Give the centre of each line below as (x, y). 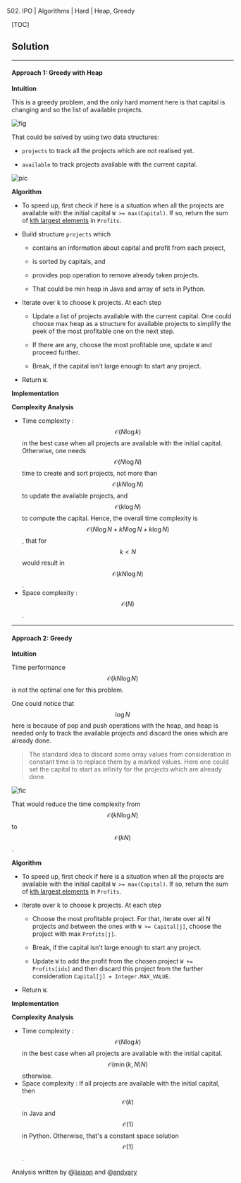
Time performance (39, 668)
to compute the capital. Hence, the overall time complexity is (110, 518)
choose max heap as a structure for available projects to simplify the (132, 324)
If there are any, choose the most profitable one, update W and (122, 345)
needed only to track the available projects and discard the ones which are (120, 733)
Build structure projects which (66, 234)
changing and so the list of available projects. (78, 110)
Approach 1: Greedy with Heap (57, 73)
